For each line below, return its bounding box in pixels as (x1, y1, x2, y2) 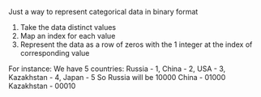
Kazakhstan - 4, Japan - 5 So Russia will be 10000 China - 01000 (8, 73, 226, 82)
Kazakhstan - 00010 (8, 81, 76, 91)
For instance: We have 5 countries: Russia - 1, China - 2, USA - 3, (8, 64, 226, 74)
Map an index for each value (19, 32, 116, 40)
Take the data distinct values (19, 23, 116, 32)
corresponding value (19, 48, 90, 57)
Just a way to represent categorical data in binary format (8, 7, 199, 16)
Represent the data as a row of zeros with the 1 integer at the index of (19, 40, 253, 49)
